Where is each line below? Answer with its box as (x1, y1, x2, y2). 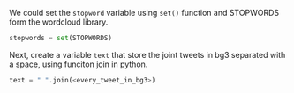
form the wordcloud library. (9, 17, 109, 27)
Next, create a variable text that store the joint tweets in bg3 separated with (9, 49, 286, 60)
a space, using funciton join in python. (9, 59, 148, 69)
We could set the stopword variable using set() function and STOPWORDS (9, 8, 280, 18)
